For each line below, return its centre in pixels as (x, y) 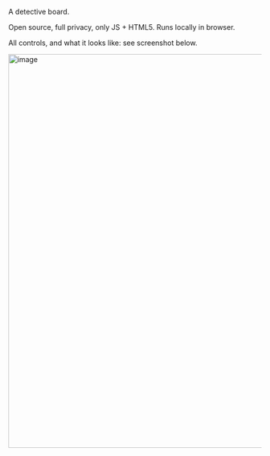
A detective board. (39, 12)
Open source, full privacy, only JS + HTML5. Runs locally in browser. (122, 27)
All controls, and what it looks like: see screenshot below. (103, 43)
